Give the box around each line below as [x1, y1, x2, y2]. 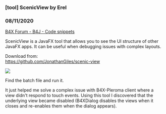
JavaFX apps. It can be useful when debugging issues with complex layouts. [5, 44, 162, 50]
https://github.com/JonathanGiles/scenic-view [5, 59, 100, 65]
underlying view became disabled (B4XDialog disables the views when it [5, 98, 154, 104]
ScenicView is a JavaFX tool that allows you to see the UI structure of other [5, 38, 159, 44]
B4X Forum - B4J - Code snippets [5, 29, 75, 35]
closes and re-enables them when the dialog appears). [5, 103, 117, 109]
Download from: [5, 53, 38, 59]
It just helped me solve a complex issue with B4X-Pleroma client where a [5, 87, 154, 93]
